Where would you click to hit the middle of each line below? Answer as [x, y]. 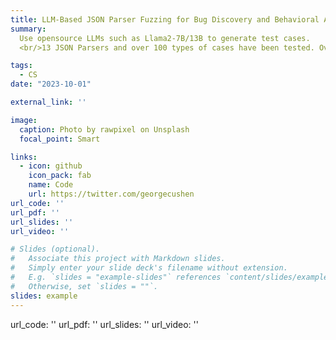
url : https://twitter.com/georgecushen [111, 194]
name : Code [51, 185]
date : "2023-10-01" [51, 84]
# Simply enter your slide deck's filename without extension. [149, 268]
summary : [28, 29]
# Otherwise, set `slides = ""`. [84, 286]
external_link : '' [48, 102]
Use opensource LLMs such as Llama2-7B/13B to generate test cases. [165, 38]
